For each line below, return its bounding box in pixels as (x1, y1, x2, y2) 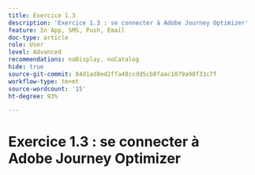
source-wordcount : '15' (8, 84, 87, 93)
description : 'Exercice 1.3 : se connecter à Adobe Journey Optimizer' (8, 19, 249, 27)
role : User (8, 41, 44, 49)
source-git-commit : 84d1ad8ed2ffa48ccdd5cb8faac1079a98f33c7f (8, 70, 217, 78)
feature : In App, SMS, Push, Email (8, 26, 126, 34)
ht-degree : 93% (8, 92, 58, 100)
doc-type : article (8, 33, 69, 42)
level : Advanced (8, 48, 62, 56)
